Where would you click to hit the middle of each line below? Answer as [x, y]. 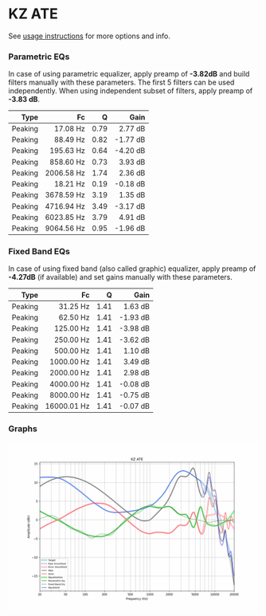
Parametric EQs [39, 57]
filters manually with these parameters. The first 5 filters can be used [121, 82]
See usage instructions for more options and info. [90, 36]
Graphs [23, 429]
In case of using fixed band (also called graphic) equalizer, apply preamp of [132, 269]
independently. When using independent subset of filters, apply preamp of [131, 91]
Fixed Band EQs [39, 251]
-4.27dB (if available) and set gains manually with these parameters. [121, 277]
